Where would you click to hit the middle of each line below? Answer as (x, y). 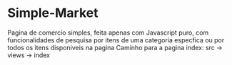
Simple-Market (53, 13)
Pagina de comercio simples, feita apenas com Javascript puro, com (108, 32)
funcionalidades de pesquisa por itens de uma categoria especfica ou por (116, 40)
